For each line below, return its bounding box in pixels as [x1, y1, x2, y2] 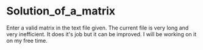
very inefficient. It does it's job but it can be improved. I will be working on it [6, 30, 197, 37]
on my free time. [6, 37, 48, 44]
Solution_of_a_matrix [6, 4, 116, 18]
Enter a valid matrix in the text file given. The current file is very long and [6, 24, 189, 31]
